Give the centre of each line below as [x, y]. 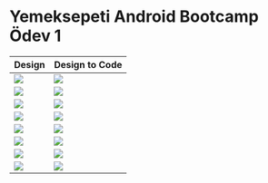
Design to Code [88, 64]
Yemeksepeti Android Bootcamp [134, 17]
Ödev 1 [35, 36]
